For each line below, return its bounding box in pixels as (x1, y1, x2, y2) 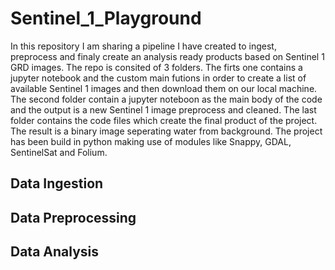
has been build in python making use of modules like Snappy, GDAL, (10, 135, 292, 147)
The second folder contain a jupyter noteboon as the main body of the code (10, 93, 323, 105)
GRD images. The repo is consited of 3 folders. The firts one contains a (10, 61, 303, 73)
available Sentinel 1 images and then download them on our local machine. (10, 82, 318, 94)
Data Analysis (10, 243, 100, 261)
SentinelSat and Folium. (10, 146, 108, 158)
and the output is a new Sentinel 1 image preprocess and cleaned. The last (10, 103, 317, 116)
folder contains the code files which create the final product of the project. (10, 114, 318, 126)
